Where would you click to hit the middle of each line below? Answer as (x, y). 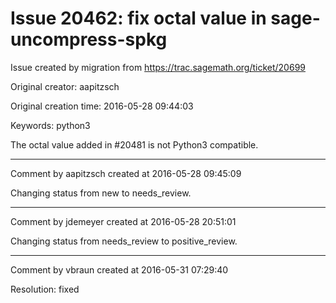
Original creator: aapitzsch (65, 86)
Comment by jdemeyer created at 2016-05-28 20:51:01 (123, 221)
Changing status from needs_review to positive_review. (124, 241)
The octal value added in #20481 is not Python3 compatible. (134, 144)
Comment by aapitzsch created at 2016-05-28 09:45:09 (126, 173)
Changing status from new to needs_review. (101, 193)
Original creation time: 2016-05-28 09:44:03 (102, 106)
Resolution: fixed (45, 289)
